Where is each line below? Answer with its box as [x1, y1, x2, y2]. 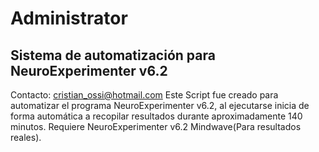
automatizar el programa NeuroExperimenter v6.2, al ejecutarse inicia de [10, 100, 310, 111]
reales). [10, 132, 42, 143]
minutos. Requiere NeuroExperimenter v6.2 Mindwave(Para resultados [10, 121, 302, 132]
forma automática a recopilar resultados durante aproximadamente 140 [10, 110, 303, 122]
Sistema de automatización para [10, 47, 216, 64]
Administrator [10, 7, 128, 30]
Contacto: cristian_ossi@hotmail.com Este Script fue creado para [10, 89, 279, 101]
